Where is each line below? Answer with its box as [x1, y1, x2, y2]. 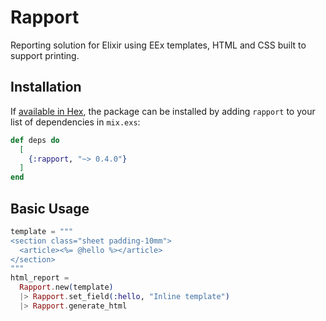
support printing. [10, 49, 80, 61]
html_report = [10, 273, 70, 283]
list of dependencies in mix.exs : [10, 116, 141, 128]
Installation [10, 79, 82, 96]
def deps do [10, 135, 60, 145]
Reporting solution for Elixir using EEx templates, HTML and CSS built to [10, 39, 307, 51]
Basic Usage [10, 200, 90, 217]
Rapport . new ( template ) [19, 282, 114, 293]
